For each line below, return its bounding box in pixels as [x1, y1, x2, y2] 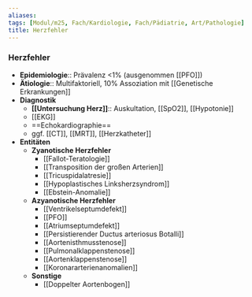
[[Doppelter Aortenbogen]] [43, 279, 131, 288]
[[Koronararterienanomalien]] [43, 262, 138, 272]
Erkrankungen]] [19, 87, 71, 96]
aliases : [8, 11, 37, 20]
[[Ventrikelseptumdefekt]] [43, 204, 128, 213]
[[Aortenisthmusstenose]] [43, 237, 127, 247]
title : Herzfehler [8, 26, 69, 34]
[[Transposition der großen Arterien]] [43, 162, 164, 172]
